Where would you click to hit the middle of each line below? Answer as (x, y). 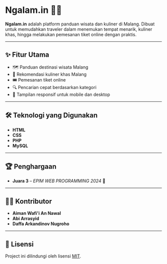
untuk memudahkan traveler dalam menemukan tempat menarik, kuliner (79, 29)
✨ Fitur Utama (27, 55)
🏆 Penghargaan (31, 166)
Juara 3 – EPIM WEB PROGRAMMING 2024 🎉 (59, 181)
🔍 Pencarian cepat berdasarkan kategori (54, 87)
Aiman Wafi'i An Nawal (37, 213)
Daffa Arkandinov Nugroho (41, 224)
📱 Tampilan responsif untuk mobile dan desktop (61, 94)
